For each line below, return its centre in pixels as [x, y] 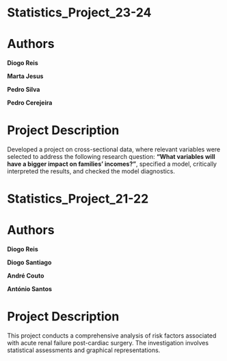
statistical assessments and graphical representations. [84, 350]
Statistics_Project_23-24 [79, 13]
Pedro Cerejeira [30, 103]
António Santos [30, 289]
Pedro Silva [24, 90]
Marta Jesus [25, 76]
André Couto [26, 276]
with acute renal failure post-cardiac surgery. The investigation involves [108, 343]
